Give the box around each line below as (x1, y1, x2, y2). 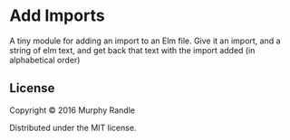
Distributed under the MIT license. (9, 122, 137, 133)
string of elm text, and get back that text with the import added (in (9, 44, 256, 55)
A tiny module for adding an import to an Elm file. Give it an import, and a (9, 35, 281, 46)
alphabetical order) (9, 54, 81, 65)
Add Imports (9, 5, 106, 26)
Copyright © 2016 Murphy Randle (9, 105, 136, 116)
